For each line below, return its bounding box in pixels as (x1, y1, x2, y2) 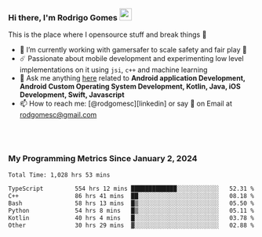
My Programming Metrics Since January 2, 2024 (8, 153, 198, 164)
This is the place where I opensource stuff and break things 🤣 (8, 30, 207, 39)
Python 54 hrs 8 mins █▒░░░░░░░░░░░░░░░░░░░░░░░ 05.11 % (8, 207, 255, 215)
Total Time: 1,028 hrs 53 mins (8, 171, 111, 179)
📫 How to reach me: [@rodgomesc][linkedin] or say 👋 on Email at (19, 99, 233, 109)
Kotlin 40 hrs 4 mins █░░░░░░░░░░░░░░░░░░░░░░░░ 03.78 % (8, 214, 255, 222)
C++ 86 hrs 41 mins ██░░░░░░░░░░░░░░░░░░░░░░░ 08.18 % (8, 192, 255, 200)
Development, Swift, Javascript (19, 90, 125, 99)
